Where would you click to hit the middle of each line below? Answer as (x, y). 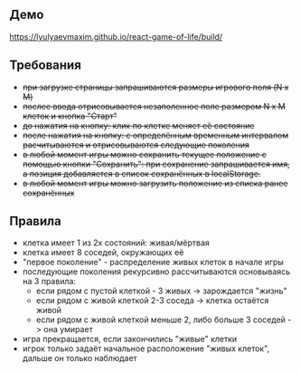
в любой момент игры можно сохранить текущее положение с (144, 154)
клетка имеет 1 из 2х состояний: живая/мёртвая (116, 243)
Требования (45, 66)
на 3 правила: (49, 281)
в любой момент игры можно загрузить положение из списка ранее (155, 183)
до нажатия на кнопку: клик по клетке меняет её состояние (138, 125)
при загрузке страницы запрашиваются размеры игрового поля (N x (155, 87)
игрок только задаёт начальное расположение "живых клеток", (146, 348)
